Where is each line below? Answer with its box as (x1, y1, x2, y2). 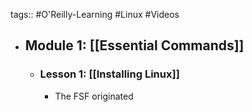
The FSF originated (54, 90, 134, 102)
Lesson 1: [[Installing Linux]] (39, 67, 180, 81)
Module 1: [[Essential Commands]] (24, 37, 245, 54)
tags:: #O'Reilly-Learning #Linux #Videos (10, 9, 180, 20)
